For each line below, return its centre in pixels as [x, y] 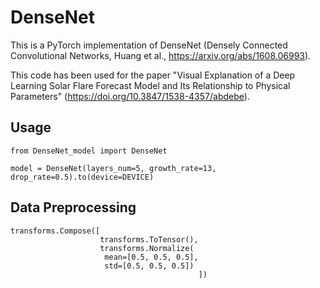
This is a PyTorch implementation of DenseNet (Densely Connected [149, 45]
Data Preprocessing [73, 207]
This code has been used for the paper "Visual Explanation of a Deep [153, 75]
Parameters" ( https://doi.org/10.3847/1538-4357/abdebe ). [130, 96]
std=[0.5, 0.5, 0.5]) [149, 266]
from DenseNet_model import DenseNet [89, 151]
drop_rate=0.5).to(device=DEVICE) [82, 177]
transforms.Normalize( [147, 248]
